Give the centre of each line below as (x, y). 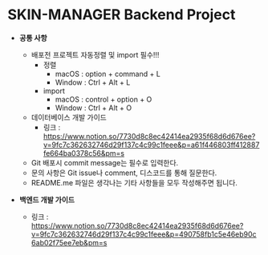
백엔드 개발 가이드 (47, 199)
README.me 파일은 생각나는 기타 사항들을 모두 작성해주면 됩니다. (134, 182)
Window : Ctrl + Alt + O (93, 108)
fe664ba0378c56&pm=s (84, 153)
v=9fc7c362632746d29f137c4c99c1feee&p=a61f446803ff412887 (151, 145)
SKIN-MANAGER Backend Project (122, 15)
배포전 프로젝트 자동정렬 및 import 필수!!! (95, 54)
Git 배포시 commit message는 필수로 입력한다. (105, 162)
